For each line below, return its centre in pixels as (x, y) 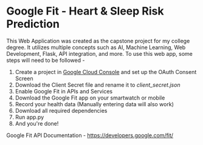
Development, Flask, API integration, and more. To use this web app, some (99, 53)
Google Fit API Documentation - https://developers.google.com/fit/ (90, 135)
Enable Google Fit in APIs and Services (64, 91)
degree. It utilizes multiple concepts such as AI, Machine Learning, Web (96, 47)
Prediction (33, 24)
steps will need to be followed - (46, 60)
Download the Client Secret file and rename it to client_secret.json (98, 85)
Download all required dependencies (61, 110)
